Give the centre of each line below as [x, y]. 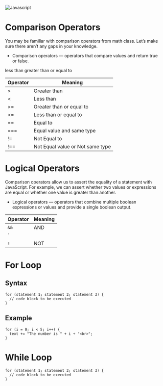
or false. [21, 61]
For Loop [23, 265]
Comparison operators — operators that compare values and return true [85, 55]
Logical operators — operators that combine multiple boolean [74, 202]
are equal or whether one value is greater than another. [61, 192]
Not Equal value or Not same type [72, 146]
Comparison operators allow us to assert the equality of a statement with [79, 182]
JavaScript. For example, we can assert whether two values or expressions [81, 187]
